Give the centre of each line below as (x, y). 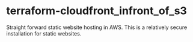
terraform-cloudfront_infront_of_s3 (97, 11)
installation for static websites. (44, 33)
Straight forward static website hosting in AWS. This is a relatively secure (97, 27)
